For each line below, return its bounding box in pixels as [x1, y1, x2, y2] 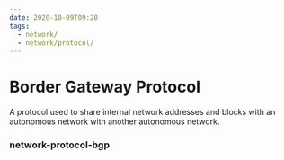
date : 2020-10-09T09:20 [9, 13, 99, 22]
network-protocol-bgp [9, 138, 111, 151]
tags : [9, 22, 30, 31]
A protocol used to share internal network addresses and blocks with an [9, 107, 276, 118]
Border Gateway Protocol [9, 77, 200, 97]
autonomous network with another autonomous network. [9, 116, 220, 127]
